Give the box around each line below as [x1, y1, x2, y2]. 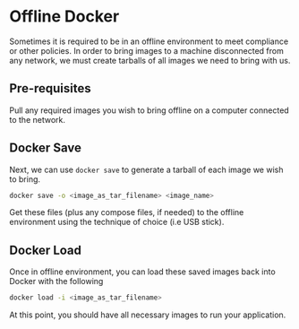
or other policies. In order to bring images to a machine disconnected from [9, 45, 284, 56]
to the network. [9, 114, 65, 125]
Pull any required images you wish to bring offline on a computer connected [9, 105, 289, 116]
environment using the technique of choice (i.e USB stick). [9, 217, 225, 228]
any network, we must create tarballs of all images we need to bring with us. [9, 55, 291, 65]
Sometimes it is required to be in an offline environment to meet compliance [9, 36, 289, 47]
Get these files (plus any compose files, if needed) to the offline [9, 207, 244, 218]
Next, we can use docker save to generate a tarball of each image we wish [9, 164, 284, 175]
